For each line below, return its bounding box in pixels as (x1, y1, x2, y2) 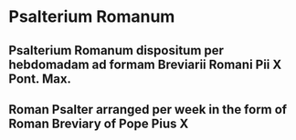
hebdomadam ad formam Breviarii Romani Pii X (8, 56, 282, 72)
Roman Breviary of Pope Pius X (8, 115, 189, 131)
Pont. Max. (8, 71, 72, 86)
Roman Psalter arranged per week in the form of (8, 102, 288, 117)
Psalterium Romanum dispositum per (8, 43, 225, 58)
